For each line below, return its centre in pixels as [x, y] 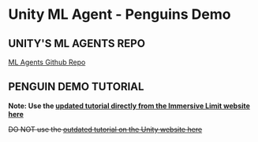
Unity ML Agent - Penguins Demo [120, 15]
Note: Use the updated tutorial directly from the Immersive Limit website [129, 106]
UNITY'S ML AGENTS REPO [77, 44]
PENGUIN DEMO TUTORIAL [76, 87]
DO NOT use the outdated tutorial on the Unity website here [105, 129]
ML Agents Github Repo [47, 62]
